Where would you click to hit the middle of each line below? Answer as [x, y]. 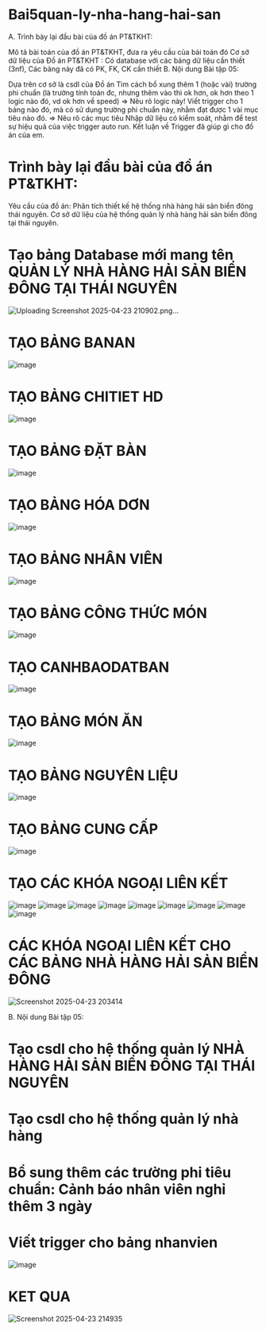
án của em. [27, 135]
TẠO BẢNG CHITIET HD [86, 397]
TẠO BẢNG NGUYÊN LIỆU [93, 775]
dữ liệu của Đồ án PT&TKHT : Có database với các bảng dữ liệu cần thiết [127, 60]
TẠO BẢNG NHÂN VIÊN [85, 559]
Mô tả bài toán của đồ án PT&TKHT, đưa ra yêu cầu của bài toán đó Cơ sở [129, 52]
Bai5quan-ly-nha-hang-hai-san [115, 15]
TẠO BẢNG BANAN [72, 342]
